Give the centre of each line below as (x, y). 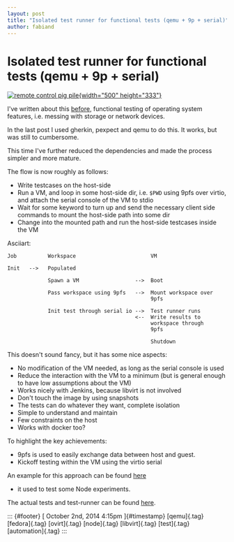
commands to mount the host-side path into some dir (94, 215)
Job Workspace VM (82, 256)
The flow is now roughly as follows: (58, 172)
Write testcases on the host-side (64, 185)
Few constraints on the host (57, 420)
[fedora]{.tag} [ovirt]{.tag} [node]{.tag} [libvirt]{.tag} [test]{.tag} (99, 524)
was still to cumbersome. (43, 138)
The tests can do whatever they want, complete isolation (99, 405)
